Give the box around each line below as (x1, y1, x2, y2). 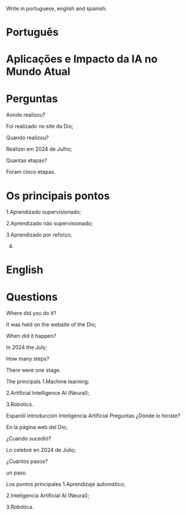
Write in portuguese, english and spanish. (6, 5, 107, 12)
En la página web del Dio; (6, 424, 68, 431)
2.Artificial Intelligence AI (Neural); (6, 390, 90, 397)
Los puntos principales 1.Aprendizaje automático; (6, 481, 125, 488)
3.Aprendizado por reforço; (6, 231, 72, 238)
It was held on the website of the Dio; (6, 321, 97, 328)
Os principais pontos (6, 189, 110, 202)
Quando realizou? (6, 134, 49, 141)
